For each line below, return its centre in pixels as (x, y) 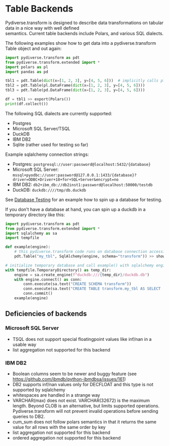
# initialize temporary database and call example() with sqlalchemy (80, 265)
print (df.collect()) (27, 104)
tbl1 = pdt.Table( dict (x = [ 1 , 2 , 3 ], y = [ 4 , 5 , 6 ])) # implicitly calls (82, 81)
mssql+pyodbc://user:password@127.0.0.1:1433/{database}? (74, 175)
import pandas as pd (27, 72)
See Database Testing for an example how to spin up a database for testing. (84, 200)
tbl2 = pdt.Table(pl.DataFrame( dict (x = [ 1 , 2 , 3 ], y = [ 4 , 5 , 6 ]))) (75, 85)
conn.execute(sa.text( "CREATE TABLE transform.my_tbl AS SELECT (92, 289)
